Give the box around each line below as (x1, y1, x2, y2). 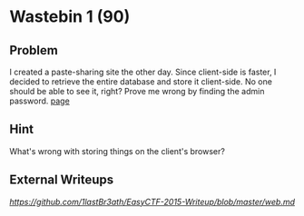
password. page (9, 95, 70, 106)
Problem (9, 43, 59, 58)
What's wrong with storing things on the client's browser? (9, 145, 225, 156)
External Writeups (9, 172, 114, 188)
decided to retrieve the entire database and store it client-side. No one (9, 76, 272, 87)
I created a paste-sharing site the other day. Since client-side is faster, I (9, 66, 277, 77)
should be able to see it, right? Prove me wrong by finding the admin (9, 86, 265, 96)
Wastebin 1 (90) (9, 6, 131, 27)
